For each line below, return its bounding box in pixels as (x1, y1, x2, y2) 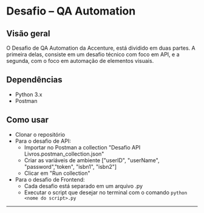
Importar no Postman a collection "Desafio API (24, 143, 141, 151)
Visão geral (6, 28, 50, 39)
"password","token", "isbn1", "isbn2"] (24, 163, 117, 170)
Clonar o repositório (15, 131, 66, 138)
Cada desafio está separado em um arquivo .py (24, 182, 143, 189)
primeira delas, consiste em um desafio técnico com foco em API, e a (6, 51, 180, 58)
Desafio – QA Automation (6, 4, 136, 18)
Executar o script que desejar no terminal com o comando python (24, 189, 188, 196)
